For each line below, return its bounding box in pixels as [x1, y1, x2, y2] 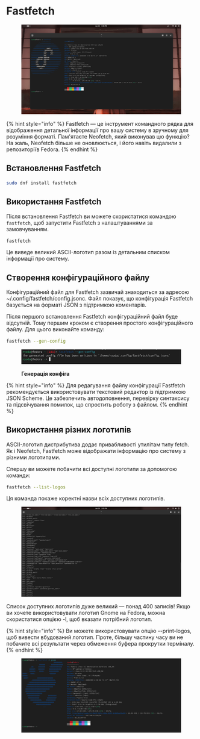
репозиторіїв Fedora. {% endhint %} [6, 146, 98, 153]
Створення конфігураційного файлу [6, 272, 150, 282]
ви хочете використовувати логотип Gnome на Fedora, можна [6, 609, 166, 616]
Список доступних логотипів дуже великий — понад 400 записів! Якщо [6, 602, 191, 610]
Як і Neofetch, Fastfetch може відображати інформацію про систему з [6, 447, 186, 454]
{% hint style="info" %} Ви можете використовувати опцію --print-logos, [6, 627, 192, 634]
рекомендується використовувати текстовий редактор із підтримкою [6, 388, 186, 395]
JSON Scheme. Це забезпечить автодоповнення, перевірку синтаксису [6, 394, 190, 402]
